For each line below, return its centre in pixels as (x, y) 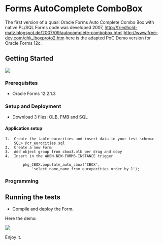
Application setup (24, 128)
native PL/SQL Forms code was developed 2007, (54, 27)
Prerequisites (21, 83)
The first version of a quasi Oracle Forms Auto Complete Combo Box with (80, 22)
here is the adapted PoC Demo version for (108, 38)
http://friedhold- (121, 27)
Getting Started (29, 59)
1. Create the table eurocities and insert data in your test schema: (80, 139)
